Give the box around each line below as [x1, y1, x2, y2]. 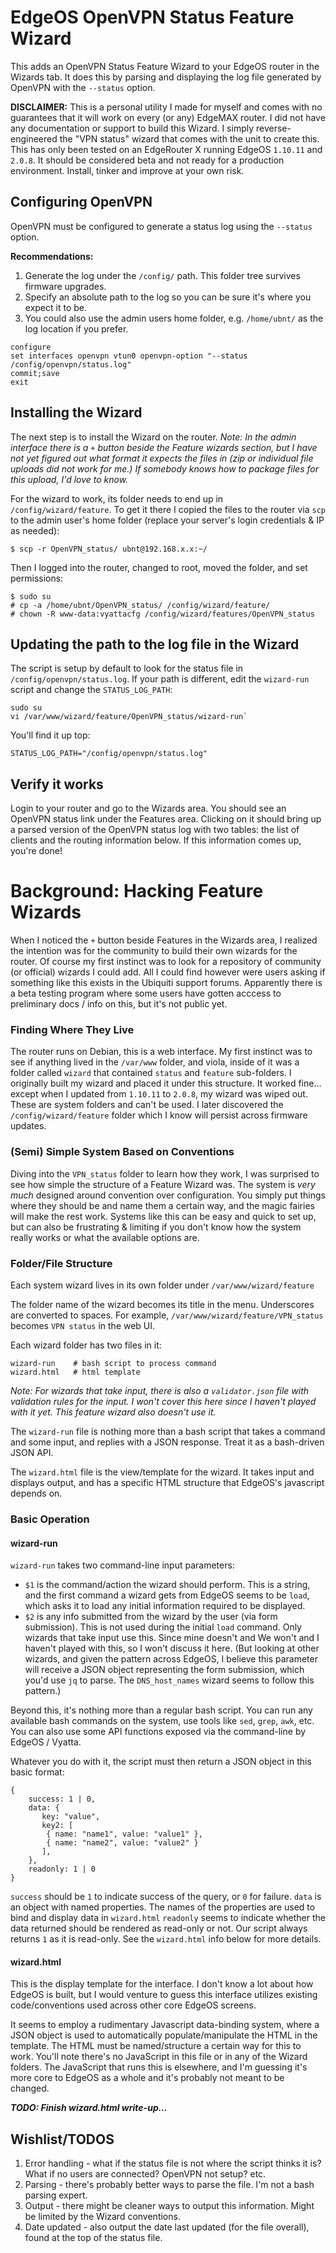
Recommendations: [10, 250, 94, 262]
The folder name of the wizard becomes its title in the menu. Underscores [10, 1299, 315, 1311]
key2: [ [41, 1821, 74, 1831]
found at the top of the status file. [24, 2232, 163, 2244]
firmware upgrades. [24, 280, 107, 292]
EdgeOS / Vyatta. [10, 1736, 82, 1748]
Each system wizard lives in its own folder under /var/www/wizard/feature [10, 1279, 315, 1291]
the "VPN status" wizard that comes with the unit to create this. [59, 132, 320, 145]
